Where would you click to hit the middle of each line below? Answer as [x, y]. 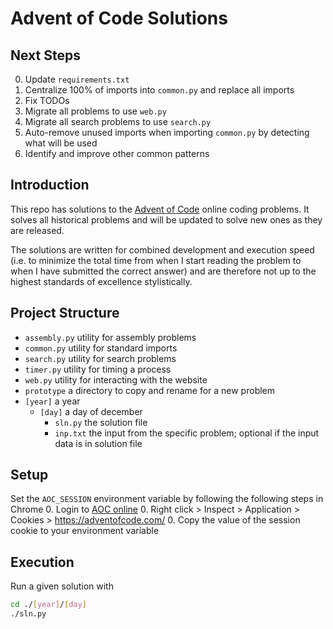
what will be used [61, 143]
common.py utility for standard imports [101, 348]
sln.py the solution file [101, 422]
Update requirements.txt [77, 79]
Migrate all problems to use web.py [95, 111]
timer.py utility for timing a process [98, 369]
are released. [37, 230]
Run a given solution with [62, 586]
